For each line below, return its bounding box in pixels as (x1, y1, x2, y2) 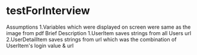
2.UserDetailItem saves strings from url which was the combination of (6, 36, 177, 43)
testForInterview (6, 4, 90, 18)
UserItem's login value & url (6, 42, 74, 49)
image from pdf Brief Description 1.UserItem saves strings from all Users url (6, 29, 192, 36)
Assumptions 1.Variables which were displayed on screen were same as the (6, 23, 191, 30)
